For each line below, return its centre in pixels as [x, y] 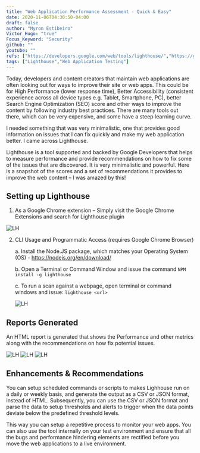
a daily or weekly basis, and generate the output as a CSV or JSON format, [98, 394]
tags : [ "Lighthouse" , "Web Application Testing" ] [68, 61]
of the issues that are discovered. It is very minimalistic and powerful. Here [98, 165]
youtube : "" [21, 51]
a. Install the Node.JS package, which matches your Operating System [101, 251]
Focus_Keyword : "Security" [40, 39]
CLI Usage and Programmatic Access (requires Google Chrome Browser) [104, 240]
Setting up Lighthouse [48, 196]
